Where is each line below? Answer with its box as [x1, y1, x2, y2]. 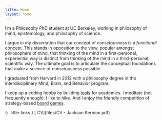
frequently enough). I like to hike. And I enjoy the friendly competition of [5, 95, 150, 100]
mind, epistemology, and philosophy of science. [5, 30, 101, 36]
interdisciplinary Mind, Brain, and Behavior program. [5, 80, 110, 86]
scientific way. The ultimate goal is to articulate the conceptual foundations [5, 60, 156, 66]
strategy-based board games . [5, 100, 65, 106]
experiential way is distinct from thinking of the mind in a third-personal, [5, 55, 150, 61]
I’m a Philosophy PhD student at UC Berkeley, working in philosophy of [5, 25, 147, 31]
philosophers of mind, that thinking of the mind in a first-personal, [5, 50, 138, 56]
